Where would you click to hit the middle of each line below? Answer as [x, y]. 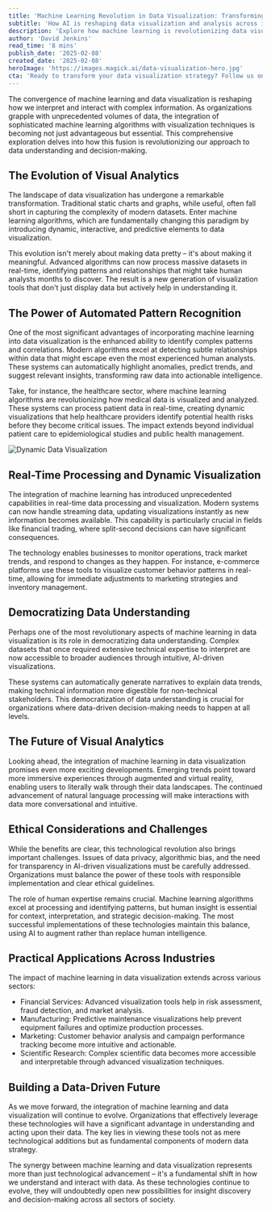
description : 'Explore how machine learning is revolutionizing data [128, 31]
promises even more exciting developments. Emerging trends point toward [132, 769]
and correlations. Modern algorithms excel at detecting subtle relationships [133, 350]
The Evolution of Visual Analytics [94, 176]
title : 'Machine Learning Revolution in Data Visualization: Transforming [137, 16]
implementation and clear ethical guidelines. [82, 883]
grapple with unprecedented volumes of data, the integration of [114, 116]
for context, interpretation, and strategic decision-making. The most [121, 916]
